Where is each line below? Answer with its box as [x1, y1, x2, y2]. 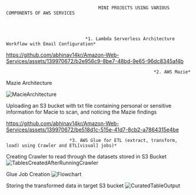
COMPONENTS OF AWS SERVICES [6, 10, 75, 16]
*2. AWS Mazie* [153, 69, 191, 75]
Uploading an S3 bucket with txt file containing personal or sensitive [6, 103, 172, 109]
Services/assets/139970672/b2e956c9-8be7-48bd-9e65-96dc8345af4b [6, 58, 184, 64]
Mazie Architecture [6, 80, 52, 86]
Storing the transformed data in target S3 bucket [6, 182, 124, 189]
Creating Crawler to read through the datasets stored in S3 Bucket [6, 153, 167, 160]
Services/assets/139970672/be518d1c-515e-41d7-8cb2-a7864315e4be [6, 126, 180, 133]
